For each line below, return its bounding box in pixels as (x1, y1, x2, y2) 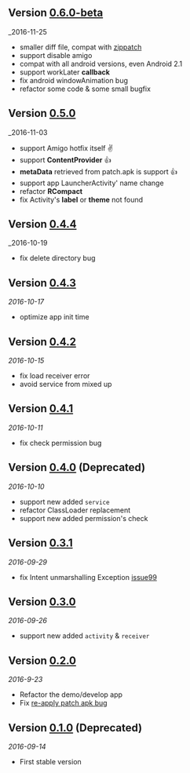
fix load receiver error (19, 371, 90, 381)
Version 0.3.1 (8, 537, 73, 550)
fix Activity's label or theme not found (19, 195, 144, 204)
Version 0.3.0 (8, 595, 76, 608)
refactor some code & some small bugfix (19, 84, 152, 93)
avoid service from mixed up (19, 380, 112, 389)
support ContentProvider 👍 (19, 155, 111, 164)
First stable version (19, 757, 82, 766)
